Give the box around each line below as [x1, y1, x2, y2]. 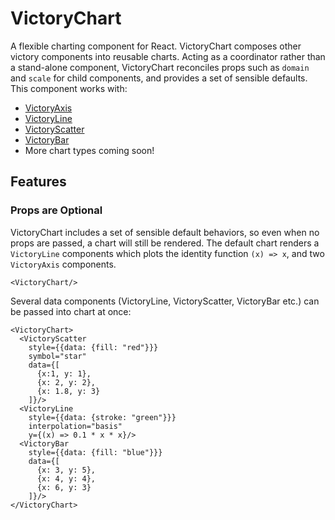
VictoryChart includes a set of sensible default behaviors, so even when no [10, 226, 320, 238]
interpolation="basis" [28, 421, 123, 431]
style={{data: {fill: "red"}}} [28, 342, 159, 352]
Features [10, 173, 67, 191]
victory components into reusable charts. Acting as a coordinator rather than [10, 50, 326, 62]
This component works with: [10, 82, 128, 94]
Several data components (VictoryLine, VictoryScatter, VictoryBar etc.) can [10, 295, 320, 307]
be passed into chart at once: [10, 305, 132, 317]
